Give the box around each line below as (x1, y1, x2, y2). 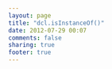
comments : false (8, 33, 62, 42)
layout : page (8, 11, 52, 20)
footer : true (8, 48, 52, 56)
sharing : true (8, 41, 56, 49)
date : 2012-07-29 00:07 (8, 26, 87, 34)
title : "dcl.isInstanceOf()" (8, 19, 105, 27)
